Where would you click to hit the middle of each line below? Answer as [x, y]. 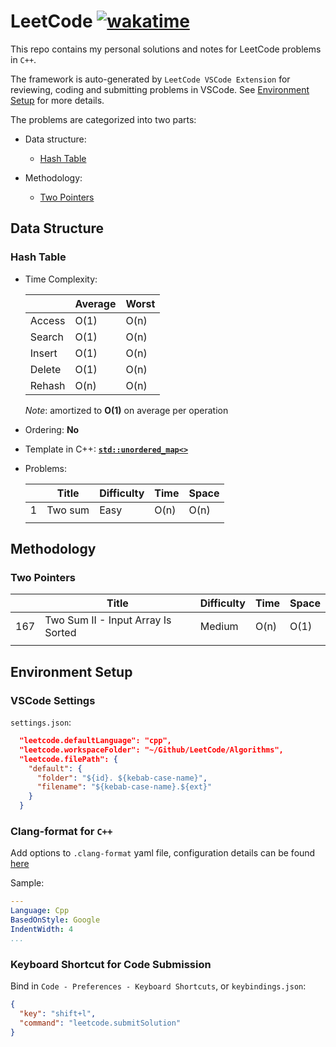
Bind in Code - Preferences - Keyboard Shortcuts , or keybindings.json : [158, 986]
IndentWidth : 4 [42, 929]
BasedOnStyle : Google [55, 920]
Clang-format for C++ [61, 831]
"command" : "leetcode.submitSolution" [100, 1023]
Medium [219, 627]
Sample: [27, 883]
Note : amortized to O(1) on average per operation [126, 410]
